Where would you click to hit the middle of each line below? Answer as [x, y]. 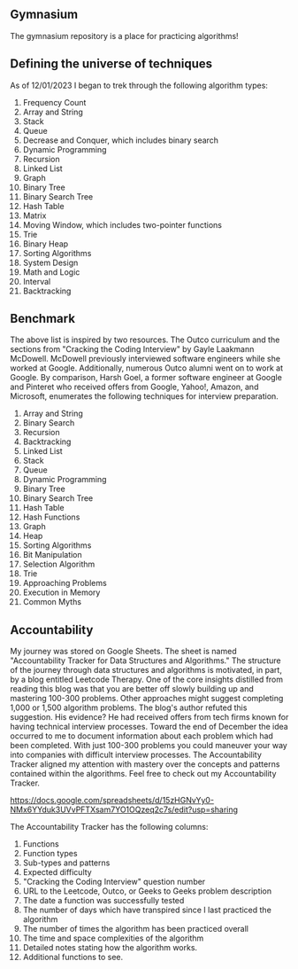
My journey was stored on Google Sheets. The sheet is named [123, 652]
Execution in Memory [61, 592]
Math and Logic [51, 272]
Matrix [34, 215]
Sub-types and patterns [66, 863]
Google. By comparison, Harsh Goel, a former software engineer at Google [146, 378]
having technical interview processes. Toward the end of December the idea [149, 727]
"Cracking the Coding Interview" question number [114, 882]
